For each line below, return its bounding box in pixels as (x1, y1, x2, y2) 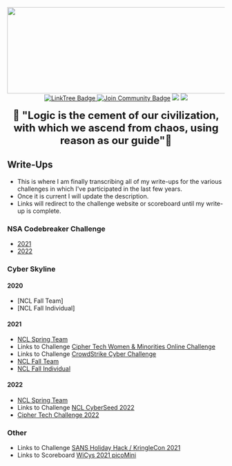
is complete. (26, 207, 61, 215)
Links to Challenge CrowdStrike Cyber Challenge (17, 350, 157, 358)
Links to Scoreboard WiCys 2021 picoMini (17, 451, 137, 459)
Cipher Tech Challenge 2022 (17, 411, 99, 419)
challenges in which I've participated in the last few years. (17, 185, 183, 193)
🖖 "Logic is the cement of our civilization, (12, 109, 220, 122)
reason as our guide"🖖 (59, 134, 173, 147)
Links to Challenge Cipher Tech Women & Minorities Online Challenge (17, 342, 216, 351)
